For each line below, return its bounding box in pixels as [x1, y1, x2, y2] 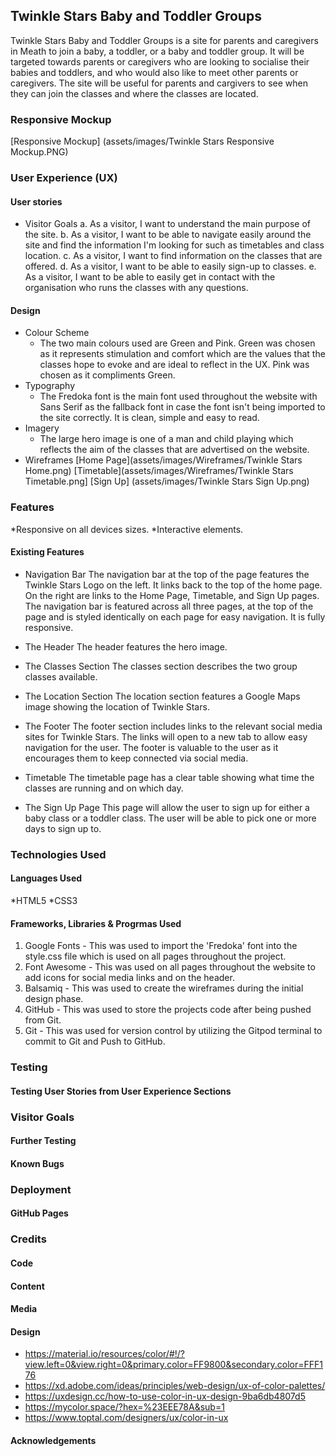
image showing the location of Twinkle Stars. [24, 700, 210, 713]
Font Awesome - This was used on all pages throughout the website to [24, 961, 316, 973]
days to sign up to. [24, 822, 102, 834]
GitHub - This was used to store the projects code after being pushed [24, 1004, 312, 1016]
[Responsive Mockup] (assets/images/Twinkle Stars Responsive [10, 135, 275, 148]
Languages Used [10, 872, 83, 884]
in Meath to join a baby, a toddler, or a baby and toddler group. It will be [10, 45, 305, 57]
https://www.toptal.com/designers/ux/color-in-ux [24, 1412, 229, 1424]
